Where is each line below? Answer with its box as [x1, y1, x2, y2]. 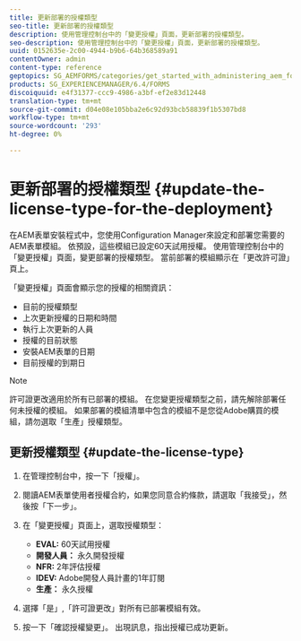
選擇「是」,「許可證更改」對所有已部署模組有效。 [21, 602, 206, 613]
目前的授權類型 [21, 301, 78, 312]
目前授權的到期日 [21, 357, 86, 368]
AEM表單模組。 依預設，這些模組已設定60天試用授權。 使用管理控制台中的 [9, 240, 285, 251]
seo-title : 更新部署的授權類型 [9, 22, 114, 30]
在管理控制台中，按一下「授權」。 [21, 470, 145, 481]
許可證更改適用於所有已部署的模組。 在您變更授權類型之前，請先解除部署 [9, 394, 279, 404]
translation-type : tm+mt [9, 96, 102, 106]
